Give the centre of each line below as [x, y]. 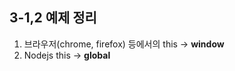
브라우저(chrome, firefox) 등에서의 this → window [124, 44]
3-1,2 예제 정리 [53, 18]
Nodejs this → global [67, 55]
